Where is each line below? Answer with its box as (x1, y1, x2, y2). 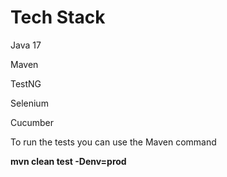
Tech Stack (10, 6, 106, 29)
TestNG (10, 77, 42, 90)
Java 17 (10, 39, 42, 51)
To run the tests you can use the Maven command (10, 136, 217, 148)
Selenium (10, 97, 49, 109)
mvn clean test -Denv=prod (10, 155, 127, 167)
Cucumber (10, 116, 55, 128)
